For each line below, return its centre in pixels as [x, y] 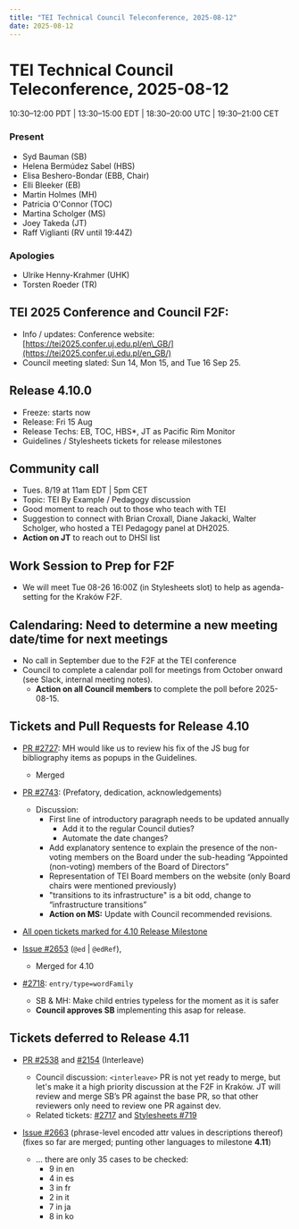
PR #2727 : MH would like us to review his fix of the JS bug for [136, 748]
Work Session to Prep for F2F [92, 565]
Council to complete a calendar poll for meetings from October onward [152, 670]
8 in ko [61, 1216]
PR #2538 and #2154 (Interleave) [83, 1059]
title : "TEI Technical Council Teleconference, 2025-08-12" [124, 17]
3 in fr [60, 1187]
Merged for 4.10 [64, 965]
